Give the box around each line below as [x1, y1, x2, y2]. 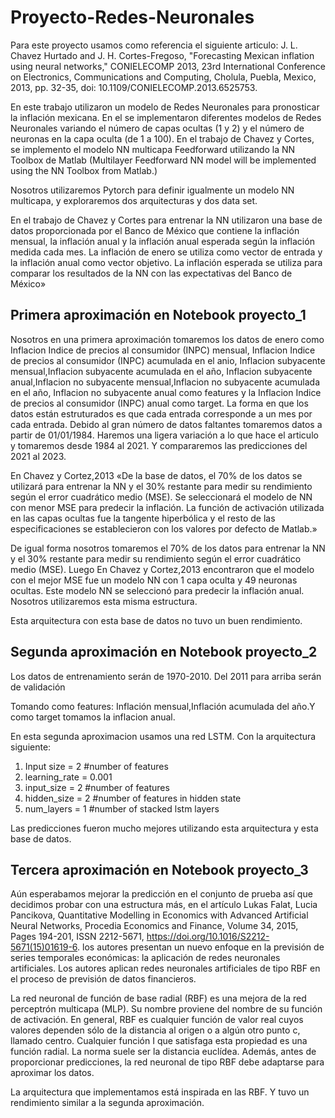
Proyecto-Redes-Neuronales [10, 6, 255, 29]
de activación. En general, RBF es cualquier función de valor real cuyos [10, 1014, 304, 1026]
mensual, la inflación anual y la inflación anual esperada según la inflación [10, 235, 315, 247]
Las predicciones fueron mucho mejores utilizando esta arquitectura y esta [10, 822, 319, 834]
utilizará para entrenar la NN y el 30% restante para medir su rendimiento [10, 480, 313, 492]
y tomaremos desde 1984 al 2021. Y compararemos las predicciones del [10, 439, 308, 451]
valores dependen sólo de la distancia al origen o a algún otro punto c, [10, 1024, 301, 1036]
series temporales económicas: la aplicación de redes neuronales [10, 952, 281, 964]
